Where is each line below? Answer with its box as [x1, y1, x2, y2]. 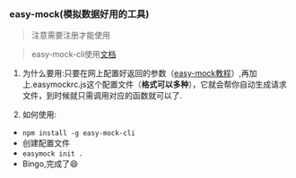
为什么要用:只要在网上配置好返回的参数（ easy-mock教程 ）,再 [22, 68, 249, 79]
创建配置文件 [22, 138, 70, 148]
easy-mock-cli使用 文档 [30, 49, 117, 60]
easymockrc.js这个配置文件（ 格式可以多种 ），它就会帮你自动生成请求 [32, 79, 287, 90]
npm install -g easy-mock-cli [22, 129, 136, 138]
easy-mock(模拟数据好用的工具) [9, 7, 150, 20]
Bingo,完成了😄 [22, 158, 79, 169]
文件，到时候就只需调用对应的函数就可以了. [22, 90, 182, 101]
